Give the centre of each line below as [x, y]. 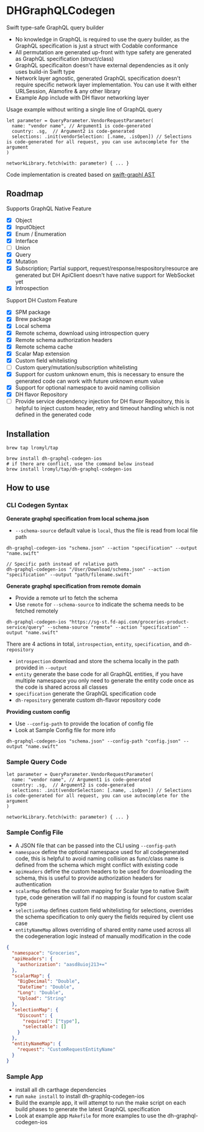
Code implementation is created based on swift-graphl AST [81, 174]
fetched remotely [37, 611]
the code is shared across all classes [61, 687]
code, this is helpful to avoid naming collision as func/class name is [100, 859]
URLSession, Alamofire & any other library [68, 91]
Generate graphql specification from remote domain [74, 586]
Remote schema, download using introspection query [82, 333]
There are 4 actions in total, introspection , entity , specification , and [94, 644]
